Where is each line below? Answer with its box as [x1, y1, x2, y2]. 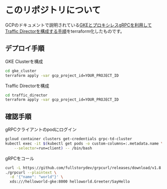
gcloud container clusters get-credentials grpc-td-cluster [5, 137, 133, 142]
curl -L [5, 165, 21, 170]
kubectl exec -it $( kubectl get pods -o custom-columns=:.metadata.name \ [5, 141, 164, 146]
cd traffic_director [5, 93, 48, 98]
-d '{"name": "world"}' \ [9, 175, 64, 180]
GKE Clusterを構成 [5, 58, 43, 64]
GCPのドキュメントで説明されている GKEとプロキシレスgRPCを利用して [5, 22, 152, 28]
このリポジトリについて [5, 4, 101, 16]
